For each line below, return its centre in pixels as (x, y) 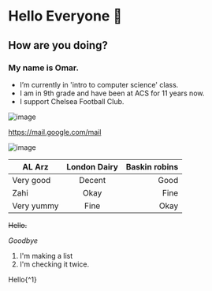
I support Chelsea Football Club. (72, 101)
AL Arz (35, 166)
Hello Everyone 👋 (65, 16)
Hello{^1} (22, 279)
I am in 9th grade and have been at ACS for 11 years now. (112, 93)
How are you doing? (58, 45)
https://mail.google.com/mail (55, 132)
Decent (92, 180)
